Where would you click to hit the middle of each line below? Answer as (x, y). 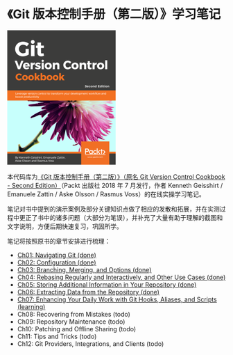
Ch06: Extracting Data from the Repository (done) (88, 292)
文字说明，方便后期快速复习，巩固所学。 (65, 226)
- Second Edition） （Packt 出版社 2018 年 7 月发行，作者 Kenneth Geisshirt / (115, 185)
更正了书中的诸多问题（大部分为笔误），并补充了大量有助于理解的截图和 (121, 217)
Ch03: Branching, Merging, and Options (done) (84, 269)
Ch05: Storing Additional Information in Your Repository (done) (107, 284)
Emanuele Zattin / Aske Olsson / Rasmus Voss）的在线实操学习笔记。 (106, 194)
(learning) (31, 306)
